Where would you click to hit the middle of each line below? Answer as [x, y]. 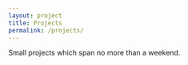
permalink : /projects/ [46, 30]
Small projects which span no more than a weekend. [94, 53]
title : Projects [35, 23]
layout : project [35, 15]
